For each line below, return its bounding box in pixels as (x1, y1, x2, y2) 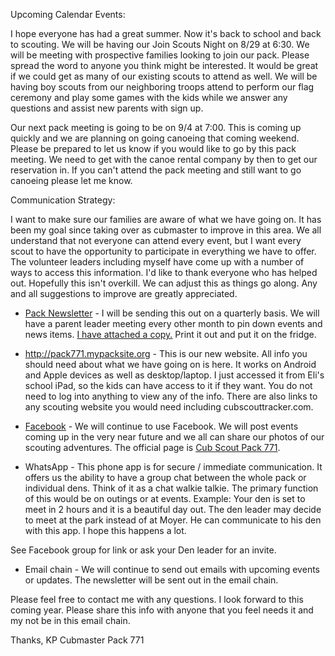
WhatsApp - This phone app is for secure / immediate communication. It (24, 461, 323, 473)
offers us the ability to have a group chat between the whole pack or (24, 472, 307, 483)
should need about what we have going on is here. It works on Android (24, 359, 317, 370)
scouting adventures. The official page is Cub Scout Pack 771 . (24, 442, 281, 453)
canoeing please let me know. (10, 175, 133, 186)
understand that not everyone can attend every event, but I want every (10, 235, 302, 246)
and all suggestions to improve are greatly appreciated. (10, 288, 238, 299)
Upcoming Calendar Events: (10, 9, 126, 20)
